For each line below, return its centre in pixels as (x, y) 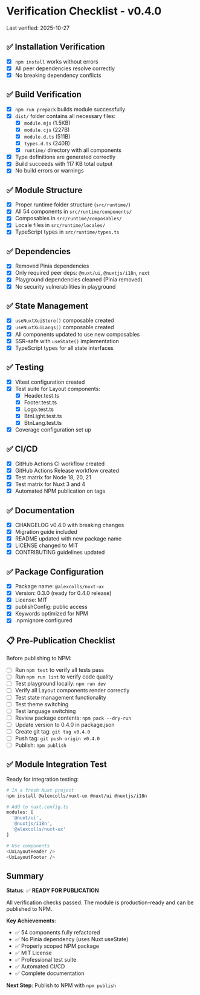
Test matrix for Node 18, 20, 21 (53, 477)
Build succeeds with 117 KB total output (64, 164)
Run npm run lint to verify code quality (64, 677)
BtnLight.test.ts (43, 416)
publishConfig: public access (51, 607)
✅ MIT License (34, 953)
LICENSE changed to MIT (47, 545)
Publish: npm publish (40, 745)
